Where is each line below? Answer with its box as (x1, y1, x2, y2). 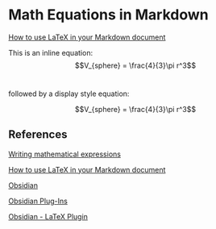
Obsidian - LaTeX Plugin (8, 211, 89, 221)
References (8, 127, 68, 142)
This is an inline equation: (8, 48, 93, 57)
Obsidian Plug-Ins (8, 196, 69, 206)
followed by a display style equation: (8, 89, 130, 98)
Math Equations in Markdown (8, 6, 209, 24)
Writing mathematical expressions (8, 149, 121, 159)
